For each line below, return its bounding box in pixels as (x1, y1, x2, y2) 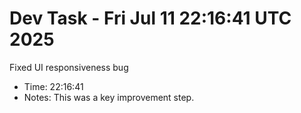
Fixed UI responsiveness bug (9, 61, 129, 73)
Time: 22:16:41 (23, 80, 84, 92)
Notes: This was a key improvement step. (23, 91, 195, 103)
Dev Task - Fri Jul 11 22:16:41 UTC (9, 7, 292, 30)
